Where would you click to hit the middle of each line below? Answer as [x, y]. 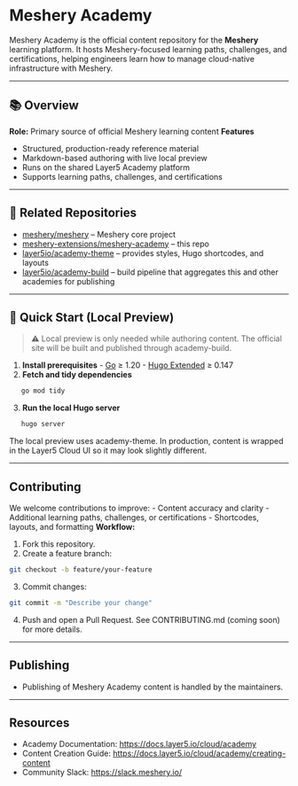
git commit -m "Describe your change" [81, 603]
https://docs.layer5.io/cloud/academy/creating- [199, 753]
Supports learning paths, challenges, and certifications [122, 176]
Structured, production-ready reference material [110, 148]
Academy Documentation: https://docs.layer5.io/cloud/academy [139, 744]
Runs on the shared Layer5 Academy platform [106, 167]
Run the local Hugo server [71, 408]
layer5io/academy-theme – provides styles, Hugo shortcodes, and [143, 253]
